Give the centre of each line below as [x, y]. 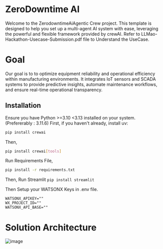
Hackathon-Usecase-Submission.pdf [44, 39]
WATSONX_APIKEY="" [24, 199]
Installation [23, 106]
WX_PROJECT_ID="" [23, 203]
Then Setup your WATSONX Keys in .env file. [52, 190]
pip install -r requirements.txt [40, 170]
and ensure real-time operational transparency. [54, 90]
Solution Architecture [51, 227]
